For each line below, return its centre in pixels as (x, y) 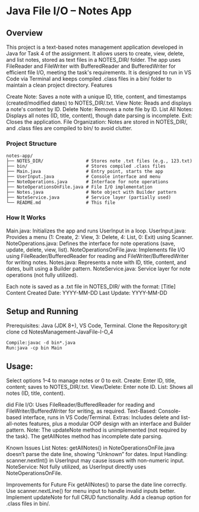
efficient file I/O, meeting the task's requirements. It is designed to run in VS (99, 72)
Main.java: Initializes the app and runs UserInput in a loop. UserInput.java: (96, 231)
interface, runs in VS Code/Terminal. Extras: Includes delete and (101, 417)
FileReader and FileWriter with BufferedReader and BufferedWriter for (91, 66)
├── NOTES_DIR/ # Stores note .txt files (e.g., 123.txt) (99, 161)
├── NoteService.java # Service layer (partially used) (89, 197)
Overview (25, 33)
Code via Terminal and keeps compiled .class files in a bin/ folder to (89, 79)
